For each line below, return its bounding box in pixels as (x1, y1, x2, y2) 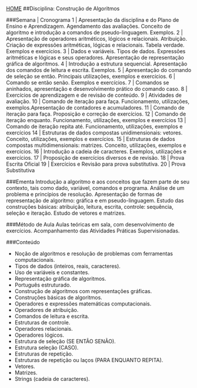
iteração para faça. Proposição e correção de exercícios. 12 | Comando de (6, 110, 186, 117)
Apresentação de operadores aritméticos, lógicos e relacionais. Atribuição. (6, 35, 188, 42)
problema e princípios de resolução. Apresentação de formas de (6, 191, 163, 198)
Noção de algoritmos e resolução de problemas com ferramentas (14, 250, 173, 257)
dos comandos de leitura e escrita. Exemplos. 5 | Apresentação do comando (6, 67, 192, 73)
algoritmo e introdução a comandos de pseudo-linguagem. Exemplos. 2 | (6, 29, 183, 36)
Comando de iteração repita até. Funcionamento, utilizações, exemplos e (6, 123, 183, 130)
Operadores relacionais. (14, 325, 74, 332)
